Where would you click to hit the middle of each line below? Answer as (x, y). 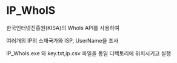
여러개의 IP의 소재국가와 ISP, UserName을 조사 (62, 40)
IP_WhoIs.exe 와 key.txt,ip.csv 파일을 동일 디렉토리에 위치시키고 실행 (89, 53)
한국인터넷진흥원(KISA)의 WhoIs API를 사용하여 (63, 28)
